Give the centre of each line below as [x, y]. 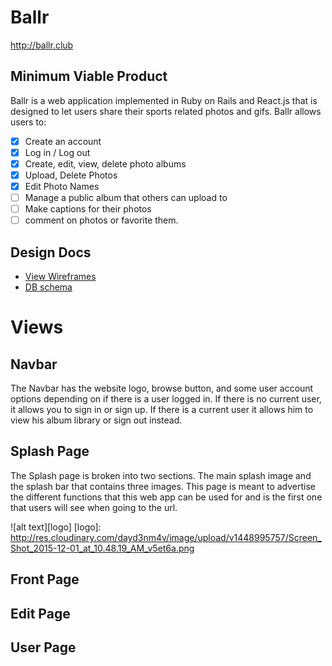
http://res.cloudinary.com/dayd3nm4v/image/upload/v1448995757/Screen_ [166, 537]
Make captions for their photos [88, 209]
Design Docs [51, 252]
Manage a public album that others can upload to [126, 198]
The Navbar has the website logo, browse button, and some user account [162, 388]
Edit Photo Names [62, 186]
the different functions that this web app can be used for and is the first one [166, 497]
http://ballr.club [42, 45]
